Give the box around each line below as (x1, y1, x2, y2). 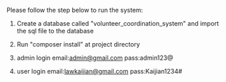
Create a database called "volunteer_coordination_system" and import (16, 19, 220, 27)
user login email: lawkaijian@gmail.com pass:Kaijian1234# (16, 67, 183, 75)
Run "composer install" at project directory (16, 40, 141, 48)
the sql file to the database (16, 27, 94, 35)
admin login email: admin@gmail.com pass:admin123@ (16, 54, 174, 62)
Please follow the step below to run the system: (6, 6, 143, 14)
